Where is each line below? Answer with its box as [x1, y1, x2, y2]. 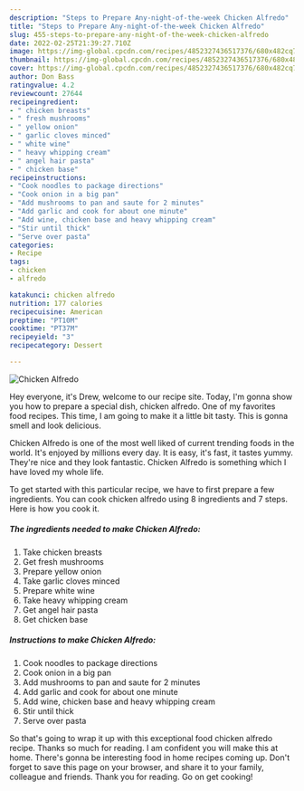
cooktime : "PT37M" [9, 324, 79, 333]
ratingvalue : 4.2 [9, 81, 75, 90]
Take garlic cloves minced [22, 576, 120, 586]
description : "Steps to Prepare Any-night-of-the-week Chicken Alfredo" [9, 13, 290, 23]
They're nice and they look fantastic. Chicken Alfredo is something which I [9, 456, 287, 467]
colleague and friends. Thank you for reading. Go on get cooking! [9, 771, 253, 782]
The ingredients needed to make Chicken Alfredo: [9, 524, 201, 535]
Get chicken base [22, 614, 89, 624]
